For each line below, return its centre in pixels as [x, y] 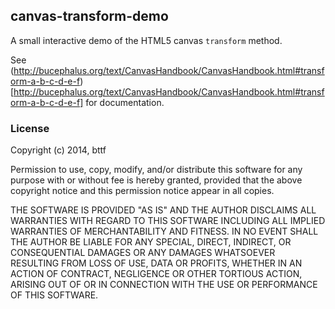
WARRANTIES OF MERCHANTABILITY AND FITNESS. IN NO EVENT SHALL [164, 231]
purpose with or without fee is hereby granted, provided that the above [156, 180]
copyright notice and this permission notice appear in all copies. [142, 191]
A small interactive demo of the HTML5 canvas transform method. [146, 40]
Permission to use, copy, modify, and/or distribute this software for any [156, 170]
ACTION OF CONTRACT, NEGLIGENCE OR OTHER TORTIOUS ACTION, [156, 274]
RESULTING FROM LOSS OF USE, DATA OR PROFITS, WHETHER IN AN [156, 263]
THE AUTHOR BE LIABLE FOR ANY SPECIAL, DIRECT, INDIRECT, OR [151, 242]
